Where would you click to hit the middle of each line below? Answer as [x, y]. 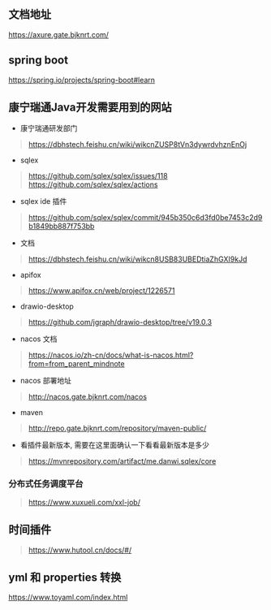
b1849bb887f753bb [61, 227]
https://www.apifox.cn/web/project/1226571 [101, 291]
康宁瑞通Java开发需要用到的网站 [90, 108]
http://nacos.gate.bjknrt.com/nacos [88, 397]
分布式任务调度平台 [46, 484]
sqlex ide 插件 [43, 201]
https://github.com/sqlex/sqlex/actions [93, 184]
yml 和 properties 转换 [65, 577]
